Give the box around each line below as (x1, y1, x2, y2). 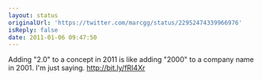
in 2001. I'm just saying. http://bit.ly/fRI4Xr (8, 64, 146, 73)
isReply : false (8, 26, 59, 34)
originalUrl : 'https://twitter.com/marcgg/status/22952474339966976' (8, 19, 243, 27)
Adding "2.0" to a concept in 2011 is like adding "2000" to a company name (8, 55, 255, 64)
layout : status (8, 11, 59, 20)
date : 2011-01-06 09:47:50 (8, 33, 97, 42)
